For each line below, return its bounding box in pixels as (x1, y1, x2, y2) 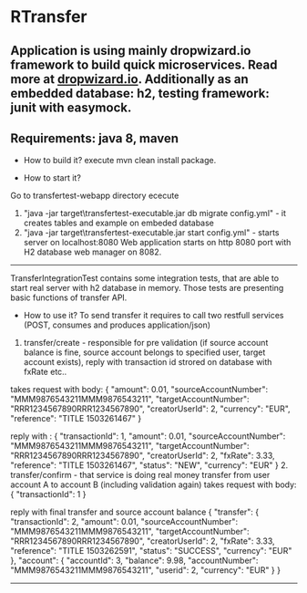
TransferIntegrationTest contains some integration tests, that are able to (10, 273, 280, 284)
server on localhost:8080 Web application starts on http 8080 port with (23, 237, 292, 248)
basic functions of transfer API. (10, 292, 128, 303)
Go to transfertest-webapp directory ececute (10, 190, 179, 202)
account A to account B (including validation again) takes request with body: (10, 479, 297, 490)
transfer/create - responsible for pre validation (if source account (23, 338, 269, 349)
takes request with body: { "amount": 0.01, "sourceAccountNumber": (10, 384, 268, 395)
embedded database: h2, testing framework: (10, 85, 270, 101)
